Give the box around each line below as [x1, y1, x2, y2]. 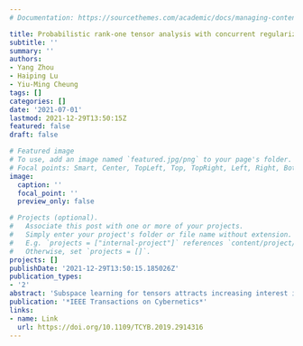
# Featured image [9, 146, 75, 156]
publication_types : [9, 272, 83, 281]
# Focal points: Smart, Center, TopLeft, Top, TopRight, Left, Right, [9, 164, 280, 173]
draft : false [9, 130, 59, 140]
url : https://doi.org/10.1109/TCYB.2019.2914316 [17, 323, 204, 332]
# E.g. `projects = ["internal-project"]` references [9, 238, 224, 248]
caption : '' [17, 180, 63, 190]
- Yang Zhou [9, 63, 54, 72]
